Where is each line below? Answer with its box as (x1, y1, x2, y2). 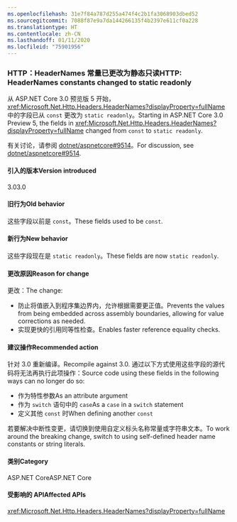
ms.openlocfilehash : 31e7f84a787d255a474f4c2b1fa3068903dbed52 (7, 10, 199, 18)
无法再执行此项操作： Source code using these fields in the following (19, 369, 219, 377)
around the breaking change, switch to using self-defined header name (7, 433, 216, 441)
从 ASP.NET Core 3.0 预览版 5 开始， (7, 94, 115, 103)
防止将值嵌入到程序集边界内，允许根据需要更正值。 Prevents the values (17, 301, 225, 310)
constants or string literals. (7, 440, 86, 448)
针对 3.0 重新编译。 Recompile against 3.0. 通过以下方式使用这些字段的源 (7, 360, 219, 369)
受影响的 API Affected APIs (7, 491, 87, 499)
